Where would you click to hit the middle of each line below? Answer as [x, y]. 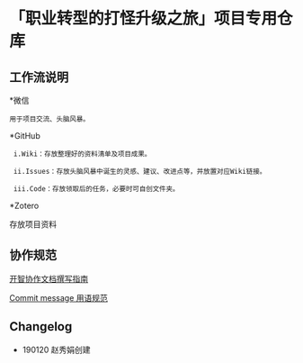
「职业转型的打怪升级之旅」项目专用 [143, 18]
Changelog [41, 327]
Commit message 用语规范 [58, 297]
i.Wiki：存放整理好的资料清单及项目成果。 [82, 154]
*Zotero [24, 205]
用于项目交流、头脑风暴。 [49, 119]
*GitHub [25, 136]
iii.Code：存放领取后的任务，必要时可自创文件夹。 [96, 189]
